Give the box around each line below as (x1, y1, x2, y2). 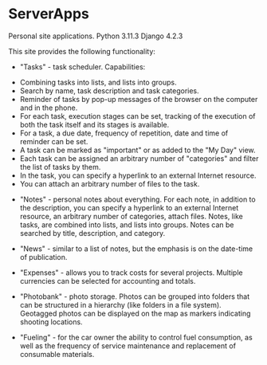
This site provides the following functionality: (8, 46, 155, 56)
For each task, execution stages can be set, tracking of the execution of (19, 111, 256, 120)
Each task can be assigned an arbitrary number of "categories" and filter (19, 153, 259, 163)
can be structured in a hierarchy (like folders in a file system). (19, 300, 222, 309)
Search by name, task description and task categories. (19, 85, 199, 96)
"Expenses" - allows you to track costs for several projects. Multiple (19, 268, 243, 277)
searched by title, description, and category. (19, 228, 166, 237)
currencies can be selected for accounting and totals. (19, 276, 196, 285)
